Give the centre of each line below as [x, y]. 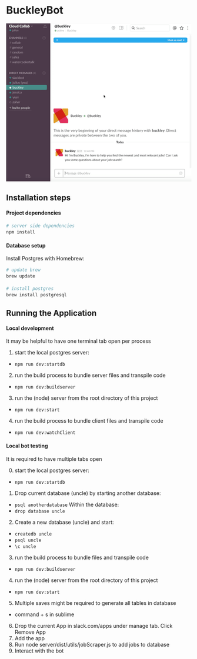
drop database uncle [40, 511]
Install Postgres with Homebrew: [45, 259]
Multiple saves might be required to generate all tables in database [95, 603]
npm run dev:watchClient [45, 433]
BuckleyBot [35, 10]
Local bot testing [27, 446]
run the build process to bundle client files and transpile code [89, 421]
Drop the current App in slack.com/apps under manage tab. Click [94, 625]
